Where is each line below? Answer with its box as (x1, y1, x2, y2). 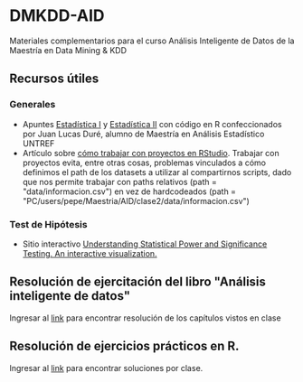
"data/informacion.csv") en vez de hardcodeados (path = (22, 186, 237, 197)
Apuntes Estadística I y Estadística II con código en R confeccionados (22, 118, 282, 129)
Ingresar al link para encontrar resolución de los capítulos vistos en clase (9, 312, 282, 323)
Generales (9, 98, 56, 111)
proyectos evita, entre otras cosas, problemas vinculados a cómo (22, 157, 267, 168)
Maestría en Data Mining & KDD (9, 44, 128, 55)
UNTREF (22, 137, 55, 149)
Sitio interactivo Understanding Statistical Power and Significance (22, 238, 268, 249)
